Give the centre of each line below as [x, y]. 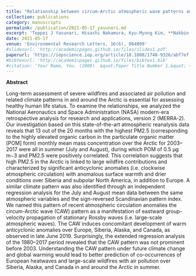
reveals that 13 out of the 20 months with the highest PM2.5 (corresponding [97, 131]
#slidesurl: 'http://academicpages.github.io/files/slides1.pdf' [87, 50]
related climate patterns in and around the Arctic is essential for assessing [95, 100]
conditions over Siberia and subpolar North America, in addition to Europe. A [98, 180]
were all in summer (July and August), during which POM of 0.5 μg [99, 149]
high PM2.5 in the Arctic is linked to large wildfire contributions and [87, 162]
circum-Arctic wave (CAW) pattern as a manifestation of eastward [85, 211]
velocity [15, 218]
